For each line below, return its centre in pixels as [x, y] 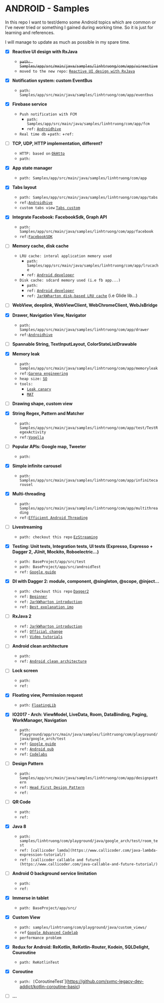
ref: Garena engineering [44, 374]
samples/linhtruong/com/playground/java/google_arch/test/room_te [89, 841]
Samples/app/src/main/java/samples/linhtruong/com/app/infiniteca [89, 480]
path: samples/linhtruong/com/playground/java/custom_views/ [83, 927]
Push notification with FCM [48, 114]
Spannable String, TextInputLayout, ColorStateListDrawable [74, 344]
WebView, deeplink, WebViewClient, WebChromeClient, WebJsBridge [85, 305]
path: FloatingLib [38, 705]
